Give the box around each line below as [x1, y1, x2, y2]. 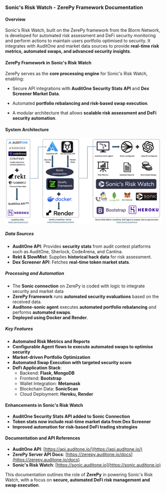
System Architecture [5, 126, 49, 132]
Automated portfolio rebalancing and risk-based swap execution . [12, 101, 149, 107]
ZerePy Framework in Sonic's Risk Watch [5, 59, 92, 65]
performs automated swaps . [12, 309, 72, 315]
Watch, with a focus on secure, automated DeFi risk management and [5, 477, 150, 483]
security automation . [12, 115, 57, 121]
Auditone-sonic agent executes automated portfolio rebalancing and [12, 304, 157, 310]
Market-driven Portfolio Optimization [12, 354, 91, 360]
